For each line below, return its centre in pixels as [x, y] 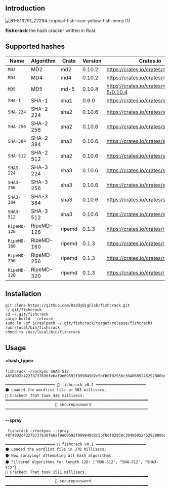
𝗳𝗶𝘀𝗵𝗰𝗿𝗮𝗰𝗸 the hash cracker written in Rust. [51, 30]
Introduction [25, 8]
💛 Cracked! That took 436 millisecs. [45, 396]
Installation [23, 294]
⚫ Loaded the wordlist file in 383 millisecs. [56, 390]
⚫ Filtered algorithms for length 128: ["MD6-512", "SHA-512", [74, 462]
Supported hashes [35, 47]
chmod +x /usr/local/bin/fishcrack [43, 332]
